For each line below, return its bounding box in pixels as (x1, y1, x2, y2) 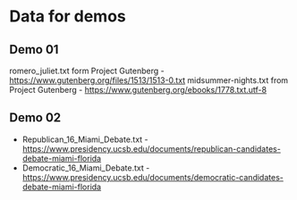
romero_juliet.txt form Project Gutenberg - (9, 65, 165, 76)
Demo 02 (9, 110, 62, 126)
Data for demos (9, 6, 127, 27)
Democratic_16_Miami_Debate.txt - (21, 162, 150, 173)
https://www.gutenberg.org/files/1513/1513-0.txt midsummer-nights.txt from (9, 75, 289, 86)
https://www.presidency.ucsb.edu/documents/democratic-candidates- (21, 171, 284, 182)
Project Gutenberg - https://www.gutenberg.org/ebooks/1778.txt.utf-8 (9, 85, 267, 95)
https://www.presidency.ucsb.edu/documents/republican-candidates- (21, 143, 282, 154)
